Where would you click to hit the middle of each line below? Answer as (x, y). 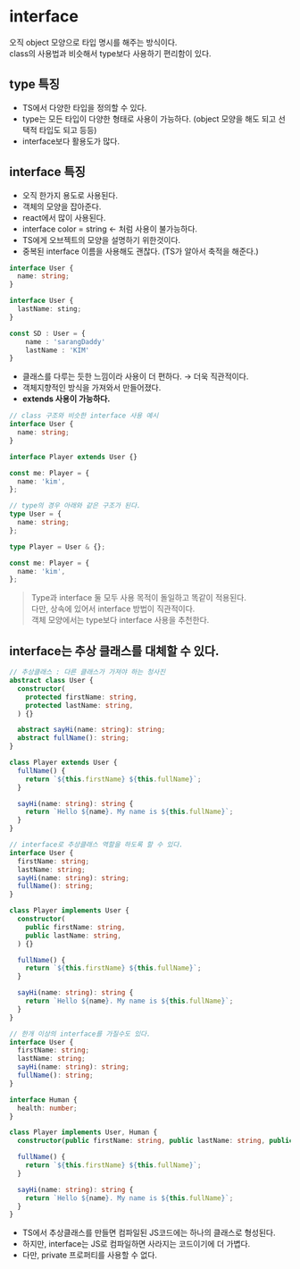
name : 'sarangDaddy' (65, 341)
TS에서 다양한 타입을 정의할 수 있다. (84, 107)
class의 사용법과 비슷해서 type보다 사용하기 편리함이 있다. (110, 53)
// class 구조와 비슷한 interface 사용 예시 (84, 416)
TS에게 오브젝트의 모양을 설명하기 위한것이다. (101, 240)
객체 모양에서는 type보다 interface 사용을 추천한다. (120, 620)
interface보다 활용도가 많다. (71, 141)
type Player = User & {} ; (57, 547)
